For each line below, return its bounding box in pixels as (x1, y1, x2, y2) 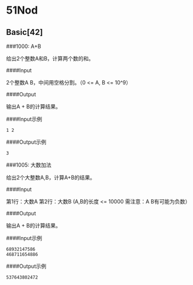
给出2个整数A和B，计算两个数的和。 (6, 55, 94, 62)
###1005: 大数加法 (6, 161, 52, 169)
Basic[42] (6, 27, 43, 37)
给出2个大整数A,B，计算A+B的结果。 (6, 174, 96, 181)
